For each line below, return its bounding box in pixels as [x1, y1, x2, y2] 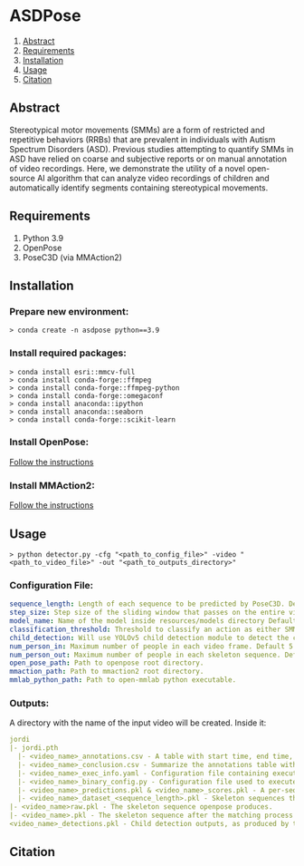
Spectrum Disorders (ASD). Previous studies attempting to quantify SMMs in [9, 143, 294, 154]
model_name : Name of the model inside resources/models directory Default [9, 617, 298, 626]
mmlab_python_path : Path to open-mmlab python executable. [9, 676, 237, 685]
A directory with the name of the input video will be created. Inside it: [9, 717, 267, 728]
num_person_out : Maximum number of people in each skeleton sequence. [9, 650, 281, 659]
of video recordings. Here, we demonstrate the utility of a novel [9, 162, 246, 173]
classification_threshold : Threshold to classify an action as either [9, 625, 281, 634]
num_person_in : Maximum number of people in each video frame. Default [9, 641, 285, 651]
